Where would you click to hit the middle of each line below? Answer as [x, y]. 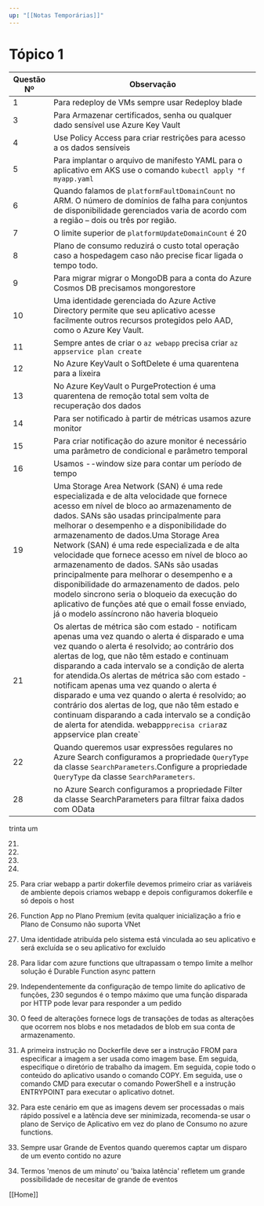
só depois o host [47, 901]
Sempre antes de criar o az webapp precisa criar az [145, 342]
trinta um [24, 828]
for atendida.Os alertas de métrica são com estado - [150, 675]
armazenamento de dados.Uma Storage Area [136, 535]
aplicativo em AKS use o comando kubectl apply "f [149, 170]
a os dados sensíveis [92, 148]
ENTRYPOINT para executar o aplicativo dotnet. [97, 1091]
